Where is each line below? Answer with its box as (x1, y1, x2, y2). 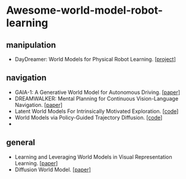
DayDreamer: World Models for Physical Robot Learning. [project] (14, 56, 176, 62)
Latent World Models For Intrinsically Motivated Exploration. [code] (14, 108, 179, 115)
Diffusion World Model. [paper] (14, 166, 91, 173)
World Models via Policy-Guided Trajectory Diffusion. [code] (14, 114, 163, 121)
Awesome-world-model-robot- (6, 4, 163, 17)
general (6, 137, 36, 147)
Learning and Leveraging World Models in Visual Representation (14, 153, 172, 161)
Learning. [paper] (14, 159, 58, 167)
